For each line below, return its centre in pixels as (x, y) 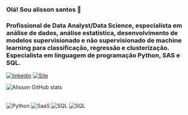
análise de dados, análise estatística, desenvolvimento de (92, 33)
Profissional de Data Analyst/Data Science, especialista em (94, 25)
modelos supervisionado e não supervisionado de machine (94, 40)
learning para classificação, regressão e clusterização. (88, 48)
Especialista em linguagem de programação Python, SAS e (93, 55)
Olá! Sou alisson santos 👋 (44, 10)
